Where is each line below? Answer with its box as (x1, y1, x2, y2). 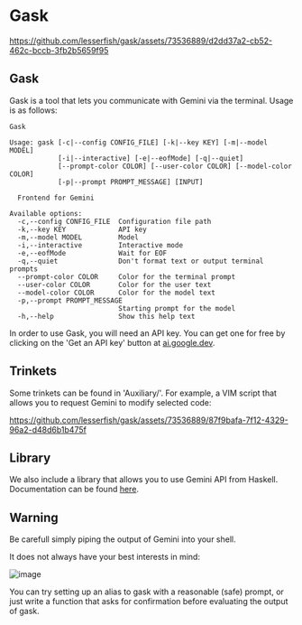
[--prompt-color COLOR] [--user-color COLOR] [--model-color (57, 162, 293, 171)
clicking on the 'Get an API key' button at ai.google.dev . (9, 337, 215, 348)
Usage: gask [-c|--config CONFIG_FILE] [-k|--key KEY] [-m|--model (9, 137, 269, 147)
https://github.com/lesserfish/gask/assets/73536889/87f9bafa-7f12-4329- (9, 415, 288, 425)
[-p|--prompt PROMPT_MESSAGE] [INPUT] (57, 177, 204, 186)
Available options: (9, 209, 83, 218)
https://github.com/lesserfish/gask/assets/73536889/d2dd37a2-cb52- (9, 35, 273, 46)
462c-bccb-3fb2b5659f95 (9, 44, 109, 55)
